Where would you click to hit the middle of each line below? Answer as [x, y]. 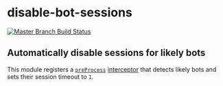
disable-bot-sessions [70, 13]
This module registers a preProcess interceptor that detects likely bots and [112, 69]
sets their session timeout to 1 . [50, 76]
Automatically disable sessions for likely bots [106, 53]
